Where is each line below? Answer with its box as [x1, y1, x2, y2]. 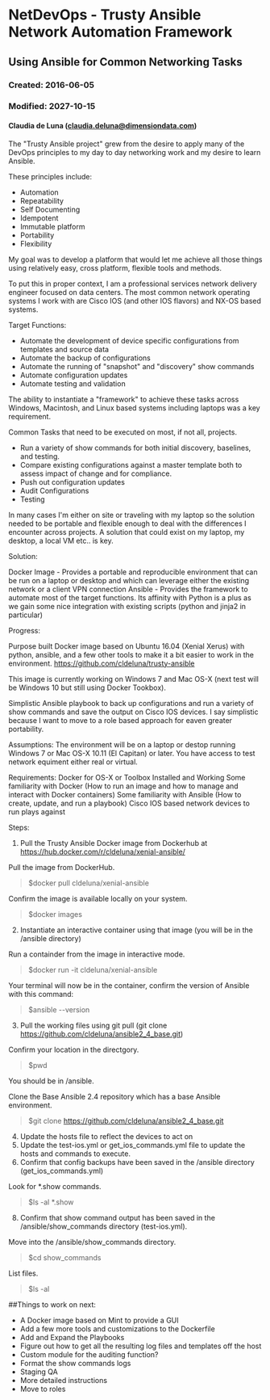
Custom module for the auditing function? [19, 1349, 159, 1359]
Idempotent [19, 212, 59, 223]
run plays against [8, 806, 66, 817]
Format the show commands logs [19, 1358, 131, 1368]
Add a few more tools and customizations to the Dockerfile [19, 1323, 215, 1334]
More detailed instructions [19, 1375, 107, 1385]
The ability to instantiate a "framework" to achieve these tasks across [8, 394, 239, 404]
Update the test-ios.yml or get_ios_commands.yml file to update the [19, 1140, 246, 1150]
